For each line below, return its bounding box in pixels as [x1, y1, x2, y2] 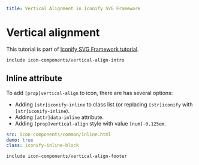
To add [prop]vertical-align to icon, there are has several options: [6, 89, 173, 96]
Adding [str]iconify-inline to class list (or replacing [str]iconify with [14, 100, 193, 108]
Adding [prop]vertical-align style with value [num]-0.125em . [14, 120, 166, 127]
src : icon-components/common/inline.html [6, 132, 111, 137]
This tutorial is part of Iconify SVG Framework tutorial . [6, 45, 139, 53]
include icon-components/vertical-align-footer [6, 153, 128, 160]
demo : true [6, 137, 34, 143]
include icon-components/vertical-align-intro [6, 57, 125, 63]
